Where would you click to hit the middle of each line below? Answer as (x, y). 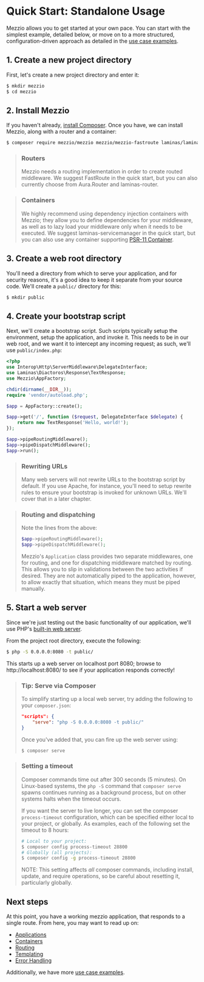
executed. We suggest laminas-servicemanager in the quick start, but (108, 233)
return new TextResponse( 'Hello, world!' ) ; (73, 423)
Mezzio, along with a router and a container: (61, 131)
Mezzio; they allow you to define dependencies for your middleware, (107, 220)
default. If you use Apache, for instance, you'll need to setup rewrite (106, 486)
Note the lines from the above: (59, 528)
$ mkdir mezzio (25, 86)
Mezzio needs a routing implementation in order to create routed (102, 172)
